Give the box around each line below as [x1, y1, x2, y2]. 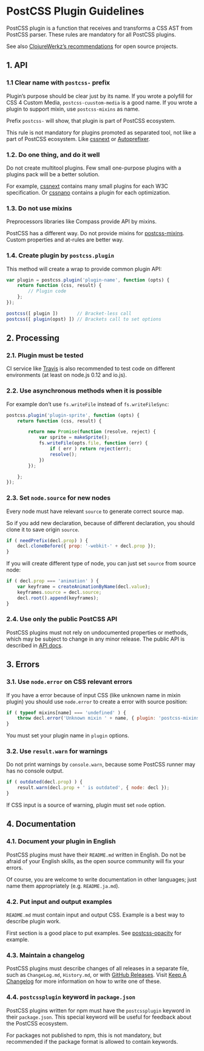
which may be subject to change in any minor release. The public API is [6, 635, 185, 643]
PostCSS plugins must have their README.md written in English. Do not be [6, 851, 186, 858]
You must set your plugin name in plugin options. [6, 732, 129, 739]
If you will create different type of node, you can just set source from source [6, 560, 196, 567]
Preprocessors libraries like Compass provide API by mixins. [6, 218, 157, 226]
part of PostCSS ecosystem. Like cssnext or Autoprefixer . [6, 135, 151, 142]
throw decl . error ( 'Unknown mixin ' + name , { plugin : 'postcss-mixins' [17, 715, 202, 722]
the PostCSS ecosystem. [6, 1019, 69, 1027]
